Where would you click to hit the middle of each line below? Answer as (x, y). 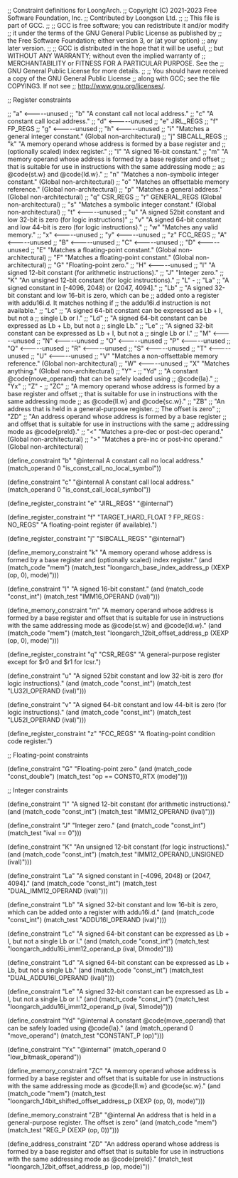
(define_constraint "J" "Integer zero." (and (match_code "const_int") (107, 825)
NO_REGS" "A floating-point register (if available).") (82, 525)
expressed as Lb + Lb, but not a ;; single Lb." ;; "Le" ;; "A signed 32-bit (110, 326)
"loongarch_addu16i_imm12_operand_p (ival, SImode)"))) (90, 1007)
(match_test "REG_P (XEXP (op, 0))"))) (63, 1130)
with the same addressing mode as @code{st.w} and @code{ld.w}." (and (114, 625)
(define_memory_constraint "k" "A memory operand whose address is (109, 552)
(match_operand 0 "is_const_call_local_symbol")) (79, 490)
